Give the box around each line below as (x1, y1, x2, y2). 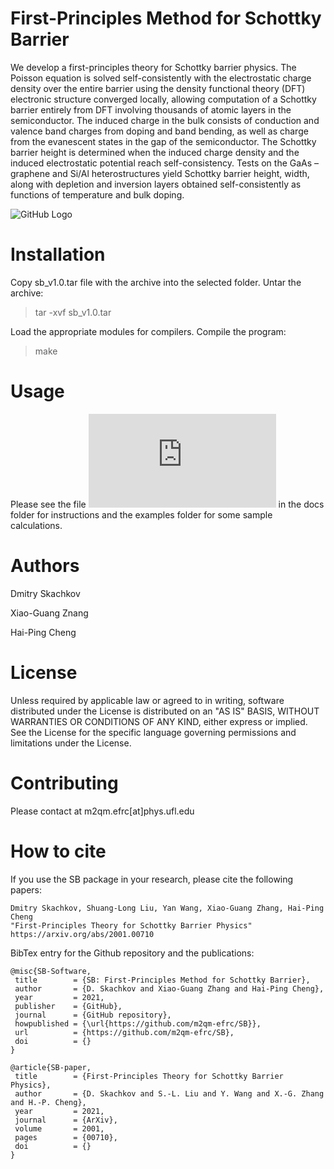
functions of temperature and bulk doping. (10, 188, 185, 201)
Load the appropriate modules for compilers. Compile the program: (10, 325, 287, 337)
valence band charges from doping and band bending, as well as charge (10, 125, 309, 137)
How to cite (10, 840, 107, 862)
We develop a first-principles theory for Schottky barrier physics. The (10, 61, 297, 73)
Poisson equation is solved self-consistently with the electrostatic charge (10, 72, 312, 84)
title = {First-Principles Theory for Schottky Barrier (14, 1071, 284, 1081)
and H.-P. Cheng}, (10, 1097, 87, 1107)
